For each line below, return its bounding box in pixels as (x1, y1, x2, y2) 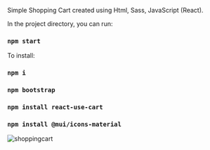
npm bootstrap (7, 86, 55, 94)
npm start (7, 37, 41, 45)
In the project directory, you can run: (7, 20, 113, 27)
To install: (7, 51, 35, 60)
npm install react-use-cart (7, 104, 103, 111)
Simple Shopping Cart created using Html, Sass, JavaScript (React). (7, 6, 204, 14)
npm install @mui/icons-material (7, 120, 122, 128)
